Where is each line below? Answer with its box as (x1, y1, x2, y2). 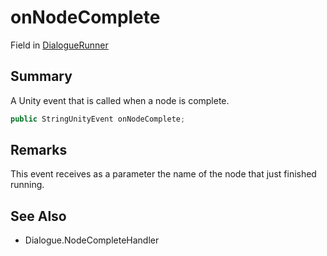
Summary (10, 68, 73, 85)
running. (10, 179, 45, 191)
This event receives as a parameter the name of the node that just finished (10, 168, 317, 180)
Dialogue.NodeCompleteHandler (24, 234, 160, 246)
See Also (10, 207, 67, 225)
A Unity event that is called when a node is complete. (10, 94, 230, 106)
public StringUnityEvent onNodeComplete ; (10, 114, 186, 124)
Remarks (10, 142, 68, 159)
